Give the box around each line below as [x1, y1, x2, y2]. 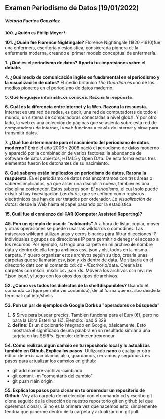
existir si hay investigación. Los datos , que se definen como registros [5, 191, 144, 197]
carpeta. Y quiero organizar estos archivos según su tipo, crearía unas [5, 252, 148, 258]
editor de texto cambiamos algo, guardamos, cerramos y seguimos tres [5, 353, 150, 359]
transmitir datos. [5, 130, 38, 136]
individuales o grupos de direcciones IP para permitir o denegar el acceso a [5, 236, 159, 242]
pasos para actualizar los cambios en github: [5, 358, 96, 364]
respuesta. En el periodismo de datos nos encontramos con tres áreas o [5, 175, 153, 181]
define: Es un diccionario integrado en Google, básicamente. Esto [12, 322, 146, 328]
